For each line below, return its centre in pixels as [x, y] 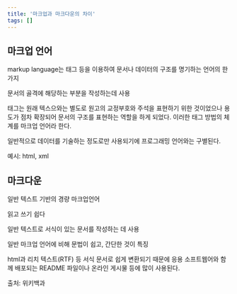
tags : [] [20, 21]
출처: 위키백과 [27, 283]
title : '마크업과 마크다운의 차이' [52, 14]
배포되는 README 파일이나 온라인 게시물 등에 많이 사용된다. [97, 268]
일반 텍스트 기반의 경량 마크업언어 [54, 199]
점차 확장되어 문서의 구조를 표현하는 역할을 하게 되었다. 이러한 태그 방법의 [121, 117]
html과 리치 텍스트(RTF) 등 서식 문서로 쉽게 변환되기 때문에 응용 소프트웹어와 [113, 259]
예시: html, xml [28, 156]
